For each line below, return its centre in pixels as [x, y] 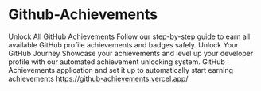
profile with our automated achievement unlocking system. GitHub [117, 62]
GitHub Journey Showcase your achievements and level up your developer [131, 53]
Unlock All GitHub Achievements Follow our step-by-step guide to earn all [129, 36]
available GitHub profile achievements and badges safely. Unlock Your [123, 44]
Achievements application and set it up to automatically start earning [121, 70]
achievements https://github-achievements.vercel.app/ [98, 78]
